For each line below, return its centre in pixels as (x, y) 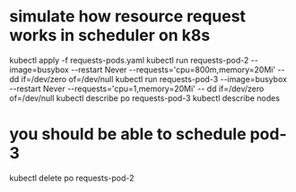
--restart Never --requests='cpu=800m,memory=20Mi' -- (178, 70)
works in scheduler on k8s (110, 35)
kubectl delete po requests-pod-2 (72, 178)
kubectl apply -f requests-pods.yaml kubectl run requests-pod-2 (129, 60)
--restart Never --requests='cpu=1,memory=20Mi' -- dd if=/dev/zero (137, 88)
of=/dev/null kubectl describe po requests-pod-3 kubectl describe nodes (145, 98)
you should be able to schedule (128, 134)
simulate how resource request (128, 17)
